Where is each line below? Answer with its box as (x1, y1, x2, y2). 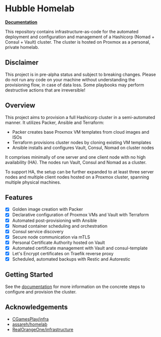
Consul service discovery (12, 228, 64, 234)
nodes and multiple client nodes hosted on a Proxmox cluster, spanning (5, 174, 149, 180)
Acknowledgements (5, 303, 68, 312)
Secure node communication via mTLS (12, 234, 91, 240)
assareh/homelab (12, 321, 47, 327)
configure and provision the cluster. (5, 289, 77, 294)
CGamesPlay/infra (12, 316, 49, 322)
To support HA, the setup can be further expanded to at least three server (5, 168, 154, 174)
